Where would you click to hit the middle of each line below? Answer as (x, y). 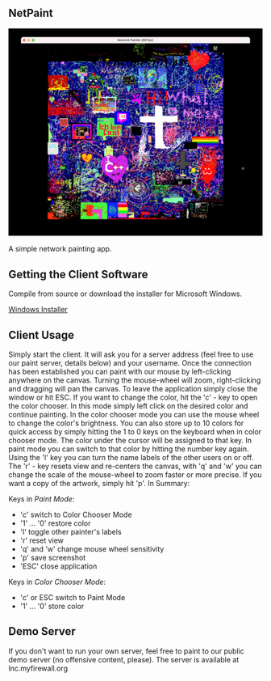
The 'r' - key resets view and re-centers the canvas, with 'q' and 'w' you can (135, 466)
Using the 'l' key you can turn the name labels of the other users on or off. (131, 457)
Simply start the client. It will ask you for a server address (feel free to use (131, 354)
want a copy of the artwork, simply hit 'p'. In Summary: (99, 483)
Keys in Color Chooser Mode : (57, 582)
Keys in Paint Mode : (42, 499)
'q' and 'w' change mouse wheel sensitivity (92, 548)
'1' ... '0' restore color (55, 523)
